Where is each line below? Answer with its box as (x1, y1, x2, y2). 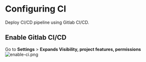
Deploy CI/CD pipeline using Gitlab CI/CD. (5, 19, 90, 25)
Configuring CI (5, 3, 66, 15)
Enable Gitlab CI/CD (5, 33, 67, 42)
